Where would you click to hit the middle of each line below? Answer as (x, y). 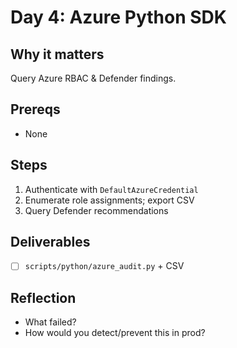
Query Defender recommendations (96, 210)
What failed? (50, 322)
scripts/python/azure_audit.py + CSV (104, 266)
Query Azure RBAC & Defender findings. (93, 78)
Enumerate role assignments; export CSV (109, 200)
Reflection (43, 297)
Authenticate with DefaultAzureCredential (111, 189)
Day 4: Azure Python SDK (118, 17)
